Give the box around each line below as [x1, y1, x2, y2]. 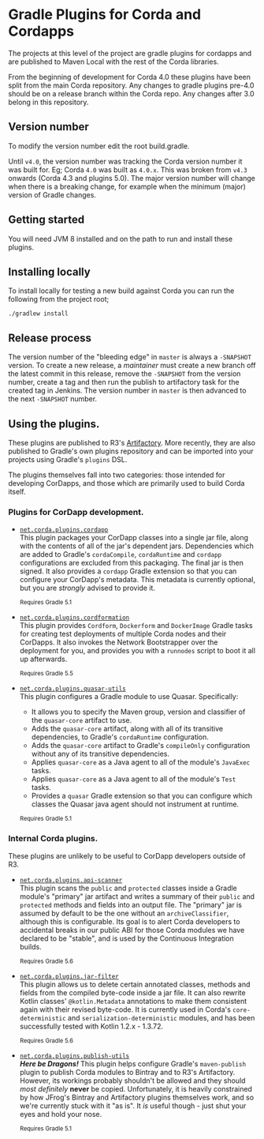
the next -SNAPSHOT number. [8, 394, 97, 404]
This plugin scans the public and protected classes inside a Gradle [19, 883, 238, 893]
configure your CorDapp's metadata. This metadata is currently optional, [19, 575, 256, 585]
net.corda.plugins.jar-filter [19, 972, 120, 980]
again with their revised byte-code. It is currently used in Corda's [19, 1005, 231, 1014]
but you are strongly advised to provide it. [19, 583, 156, 593]
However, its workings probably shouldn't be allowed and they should [19, 1076, 246, 1085]
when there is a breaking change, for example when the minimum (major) [8, 182, 247, 191]
